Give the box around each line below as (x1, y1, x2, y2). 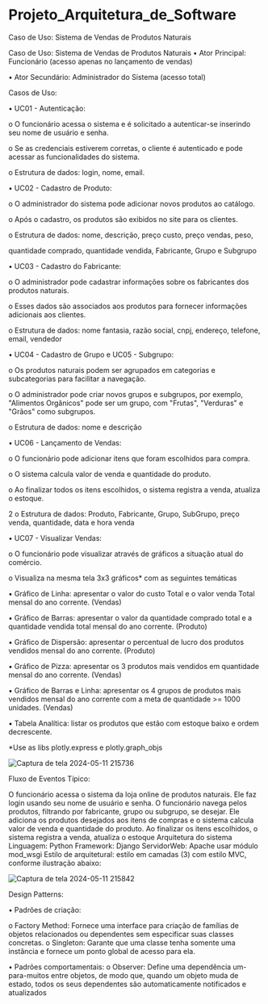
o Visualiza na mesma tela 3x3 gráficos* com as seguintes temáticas (8, 573, 237, 583)
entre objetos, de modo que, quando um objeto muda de (51, 970, 239, 980)
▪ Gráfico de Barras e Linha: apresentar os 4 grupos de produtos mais (8, 685, 241, 695)
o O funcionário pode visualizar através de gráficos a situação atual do (8, 549, 244, 558)
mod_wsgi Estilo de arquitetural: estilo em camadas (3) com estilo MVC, (8, 849, 247, 859)
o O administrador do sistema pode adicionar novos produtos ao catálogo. (8, 199, 256, 208)
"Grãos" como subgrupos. (8, 406, 96, 416)
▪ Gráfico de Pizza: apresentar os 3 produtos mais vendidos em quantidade (8, 661, 260, 671)
